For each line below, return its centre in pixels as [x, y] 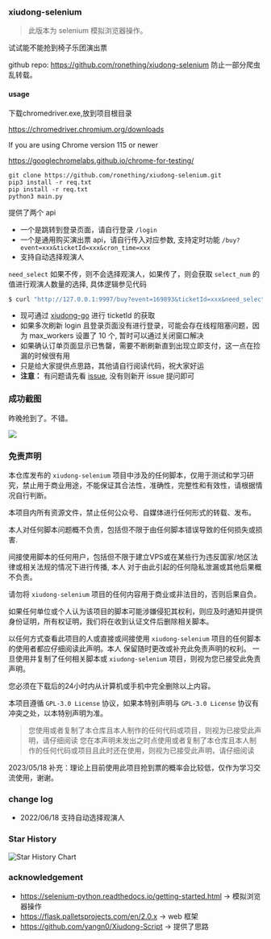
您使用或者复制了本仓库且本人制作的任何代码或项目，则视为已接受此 [141, 730]
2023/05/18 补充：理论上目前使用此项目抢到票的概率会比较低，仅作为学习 [131, 767]
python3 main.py [35, 196]
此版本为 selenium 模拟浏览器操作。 [88, 31]
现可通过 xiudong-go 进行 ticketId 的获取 [88, 315]
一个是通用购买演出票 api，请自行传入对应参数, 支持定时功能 [120, 240]
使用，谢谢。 [36, 778]
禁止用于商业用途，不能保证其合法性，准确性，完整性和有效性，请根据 [139, 485]
